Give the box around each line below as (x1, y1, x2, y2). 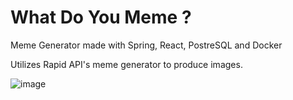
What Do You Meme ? (10, 6, 192, 29)
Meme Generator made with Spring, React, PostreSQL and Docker (10, 39, 283, 51)
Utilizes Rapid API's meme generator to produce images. (10, 58, 243, 70)
